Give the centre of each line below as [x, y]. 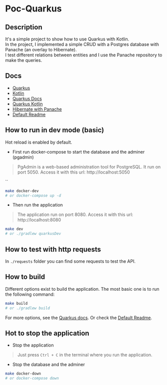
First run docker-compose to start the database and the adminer [79, 152]
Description [24, 27]
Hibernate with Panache [37, 109]
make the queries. [24, 60]
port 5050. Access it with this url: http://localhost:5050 [74, 172]
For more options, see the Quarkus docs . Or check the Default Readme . [79, 318]
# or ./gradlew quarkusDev [33, 234]
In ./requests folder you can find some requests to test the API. [70, 261]
